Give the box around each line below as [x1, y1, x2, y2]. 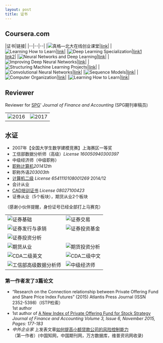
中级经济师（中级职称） [12, 157, 59, 163]
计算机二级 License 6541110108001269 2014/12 [12, 175, 107, 181]
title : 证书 [5, 12, 28, 17]
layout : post [5, 7, 32, 12]
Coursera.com [5, 30, 50, 38]
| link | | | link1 [55, 49, 142, 54]
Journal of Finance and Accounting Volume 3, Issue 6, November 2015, [12, 316, 156, 322]
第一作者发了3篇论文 [5, 277, 54, 284]
